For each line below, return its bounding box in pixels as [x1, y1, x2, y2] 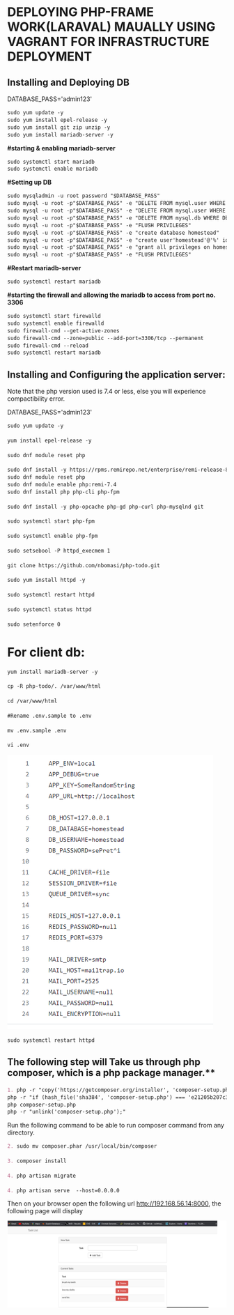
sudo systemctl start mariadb [7, 158, 95, 165]
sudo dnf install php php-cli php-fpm [7, 489, 120, 495]
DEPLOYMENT [7, 49, 93, 65]
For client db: [7, 644, 86, 660]
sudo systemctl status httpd [7, 606, 92, 613]
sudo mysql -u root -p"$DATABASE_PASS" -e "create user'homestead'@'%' [7, 236, 219, 244]
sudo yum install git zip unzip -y [7, 123, 111, 131]
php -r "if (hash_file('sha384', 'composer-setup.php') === [7, 1093, 186, 1101]
